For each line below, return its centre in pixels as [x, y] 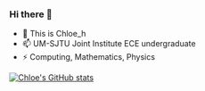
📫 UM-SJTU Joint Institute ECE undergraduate [109, 44]
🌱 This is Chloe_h [54, 34]
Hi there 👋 [31, 14]
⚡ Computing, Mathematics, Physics [89, 57]
